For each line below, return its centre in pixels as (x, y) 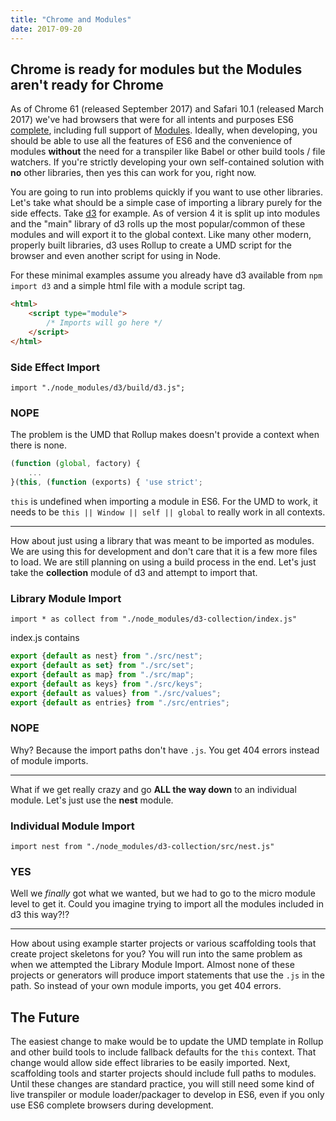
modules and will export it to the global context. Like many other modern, (161, 235)
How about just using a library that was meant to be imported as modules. (162, 540)
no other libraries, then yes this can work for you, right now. (133, 173)
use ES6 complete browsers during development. (112, 1105)
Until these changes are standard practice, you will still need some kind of (162, 1084)
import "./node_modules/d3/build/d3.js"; (98, 387)
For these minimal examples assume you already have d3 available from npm (166, 275)
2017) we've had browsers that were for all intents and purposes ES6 (152, 120)
